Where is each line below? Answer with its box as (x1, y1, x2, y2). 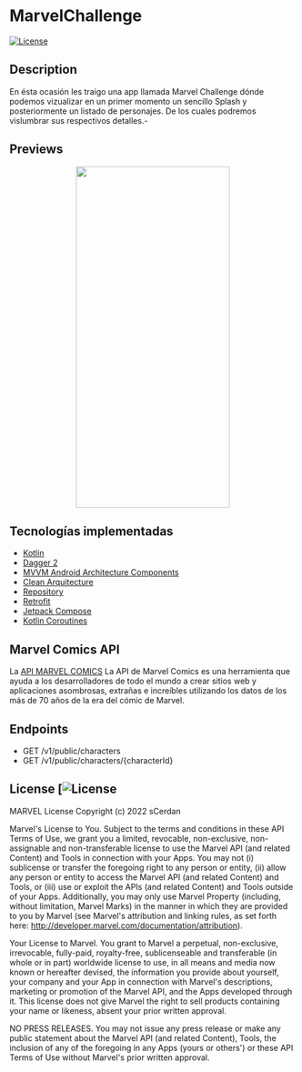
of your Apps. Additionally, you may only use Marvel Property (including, (9, 891, 282, 902)
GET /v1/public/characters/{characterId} (22, 755, 174, 765)
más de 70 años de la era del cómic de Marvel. (9, 695, 185, 706)
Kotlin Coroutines (22, 615, 88, 626)
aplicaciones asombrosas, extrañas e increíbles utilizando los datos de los (9, 685, 287, 696)
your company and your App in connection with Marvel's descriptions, (9, 976, 273, 987)
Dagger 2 (22, 557, 58, 569)
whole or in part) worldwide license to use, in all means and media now (9, 956, 276, 967)
